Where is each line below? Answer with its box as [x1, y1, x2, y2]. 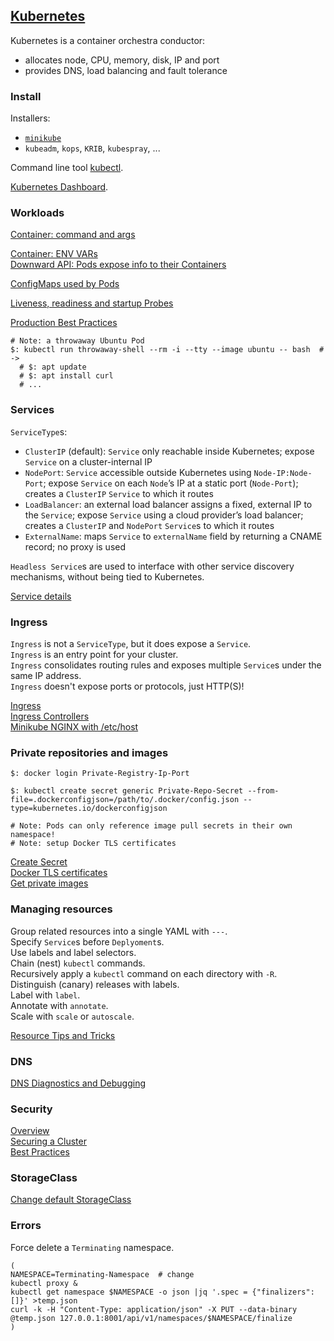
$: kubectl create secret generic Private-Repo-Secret [10, 786, 244, 796]
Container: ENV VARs [10, 248, 98, 260]
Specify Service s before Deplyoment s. [10, 935, 165, 948]
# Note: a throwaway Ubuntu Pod [10, 336, 145, 346]
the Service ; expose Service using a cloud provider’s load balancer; [24, 509, 304, 521]
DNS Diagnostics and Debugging [10, 1077, 147, 1089]
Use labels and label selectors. [10, 946, 137, 958]
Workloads [10, 206, 65, 220]
